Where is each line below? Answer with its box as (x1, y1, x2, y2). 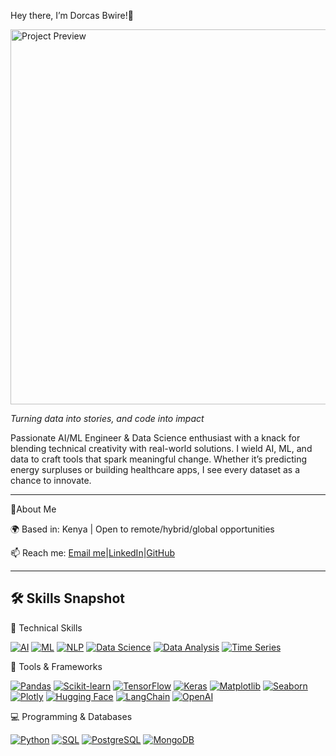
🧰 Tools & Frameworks (10, 660, 103, 672)
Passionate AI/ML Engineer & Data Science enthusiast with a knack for (10, 432, 301, 444)
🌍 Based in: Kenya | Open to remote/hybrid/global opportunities (10, 523, 275, 535)
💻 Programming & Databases (10, 710, 133, 722)
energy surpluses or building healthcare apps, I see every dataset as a (10, 464, 301, 475)
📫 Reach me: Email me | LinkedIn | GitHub (10, 547, 175, 559)
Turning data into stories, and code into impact (10, 413, 205, 424)
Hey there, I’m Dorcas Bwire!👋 (10, 10, 134, 21)
